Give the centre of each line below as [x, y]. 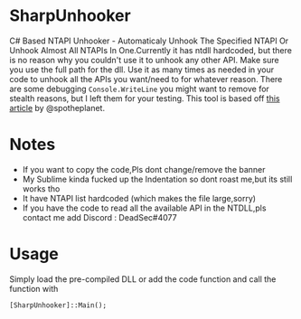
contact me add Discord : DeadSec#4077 [100, 217]
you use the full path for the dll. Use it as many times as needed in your [142, 70]
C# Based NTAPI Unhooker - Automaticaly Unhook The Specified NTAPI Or [149, 41]
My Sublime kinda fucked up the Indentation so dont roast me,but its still [157, 179]
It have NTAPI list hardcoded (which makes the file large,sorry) [139, 198]
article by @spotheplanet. [57, 108]
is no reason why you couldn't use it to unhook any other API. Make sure [144, 60]
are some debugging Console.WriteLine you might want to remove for [139, 89]
